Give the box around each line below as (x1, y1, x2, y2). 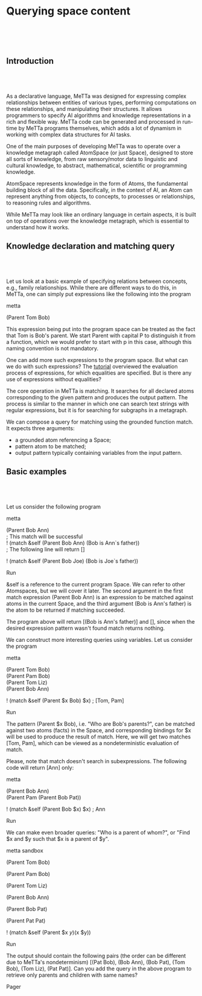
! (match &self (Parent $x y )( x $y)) (6, 928, 92, 936)
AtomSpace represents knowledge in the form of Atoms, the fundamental (6, 180, 188, 187)
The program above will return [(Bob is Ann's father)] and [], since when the (6, 618, 195, 625)
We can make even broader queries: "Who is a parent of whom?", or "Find (6, 828, 191, 836)
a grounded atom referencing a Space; (14, 436, 112, 443)
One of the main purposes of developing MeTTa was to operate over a (6, 142, 181, 150)
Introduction (6, 56, 54, 66)
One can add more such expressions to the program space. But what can (6, 356, 188, 363)
